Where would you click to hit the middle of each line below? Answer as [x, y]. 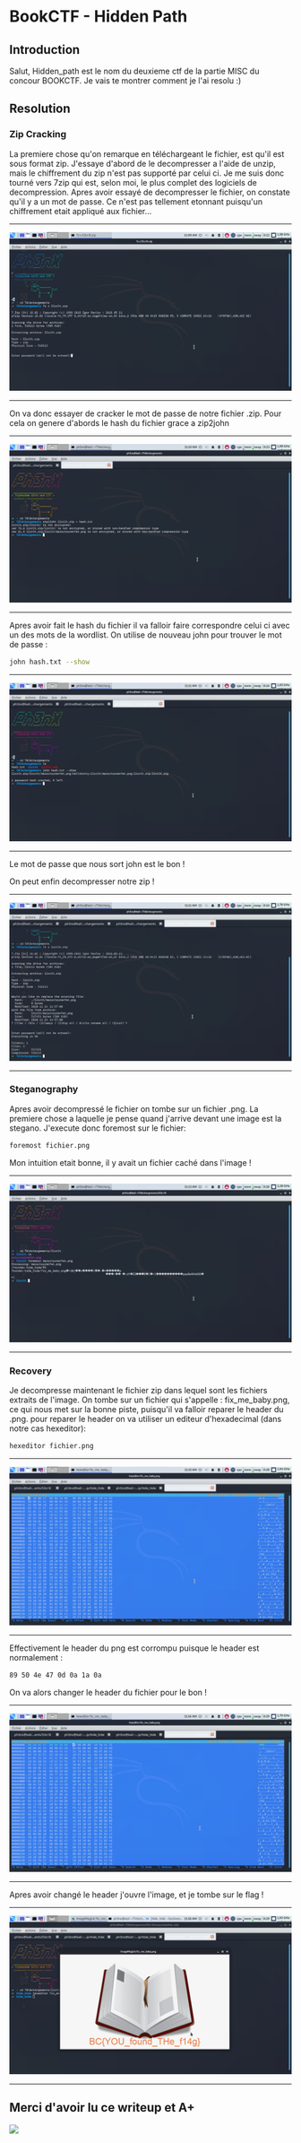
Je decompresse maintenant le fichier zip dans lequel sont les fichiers [138, 1391]
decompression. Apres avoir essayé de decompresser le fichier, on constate [150, 192]
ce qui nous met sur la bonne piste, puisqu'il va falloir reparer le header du [146, 1410]
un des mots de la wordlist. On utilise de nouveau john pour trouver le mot [146, 635]
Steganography [44, 1089]
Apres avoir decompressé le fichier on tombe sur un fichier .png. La [134, 1108]
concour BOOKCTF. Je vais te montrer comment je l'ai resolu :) [125, 81]
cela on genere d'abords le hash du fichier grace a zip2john [120, 422]
